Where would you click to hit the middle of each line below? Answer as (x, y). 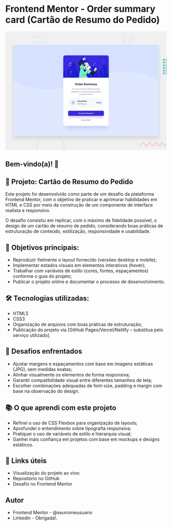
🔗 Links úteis (26, 461)
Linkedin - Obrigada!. (35, 518)
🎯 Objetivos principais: (42, 247)
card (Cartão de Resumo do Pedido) (83, 20)
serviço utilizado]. (31, 335)
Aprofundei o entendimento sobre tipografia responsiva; (72, 428)
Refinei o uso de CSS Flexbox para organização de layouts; (75, 423)
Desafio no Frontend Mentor (42, 484)
